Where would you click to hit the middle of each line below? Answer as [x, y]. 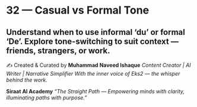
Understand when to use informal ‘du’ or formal [96, 32]
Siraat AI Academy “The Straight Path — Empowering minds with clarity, [96, 91]
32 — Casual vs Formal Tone [78, 10]
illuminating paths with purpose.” [47, 98]
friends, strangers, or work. [58, 51]
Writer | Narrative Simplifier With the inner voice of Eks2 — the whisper [93, 74]
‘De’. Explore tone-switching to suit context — [93, 41]
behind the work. [27, 80]
